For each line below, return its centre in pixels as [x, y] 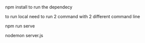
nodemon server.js [24, 35]
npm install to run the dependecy [39, 7]
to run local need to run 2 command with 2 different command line [72, 16]
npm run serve [20, 26]
